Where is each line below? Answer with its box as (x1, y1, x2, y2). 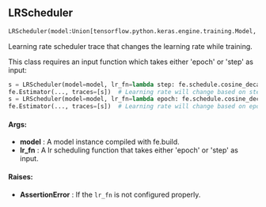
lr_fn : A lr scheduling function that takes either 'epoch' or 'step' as (19, 145, 239, 155)
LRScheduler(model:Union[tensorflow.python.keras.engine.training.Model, (8, 27, 257, 35)
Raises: (8, 171, 33, 181)
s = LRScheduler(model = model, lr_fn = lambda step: (8, 81, 176, 88)
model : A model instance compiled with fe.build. (19, 137, 180, 147)
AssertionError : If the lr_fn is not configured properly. (19, 190, 201, 199)
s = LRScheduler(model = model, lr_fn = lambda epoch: (8, 95, 179, 103)
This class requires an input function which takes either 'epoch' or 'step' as (8, 57, 253, 66)
